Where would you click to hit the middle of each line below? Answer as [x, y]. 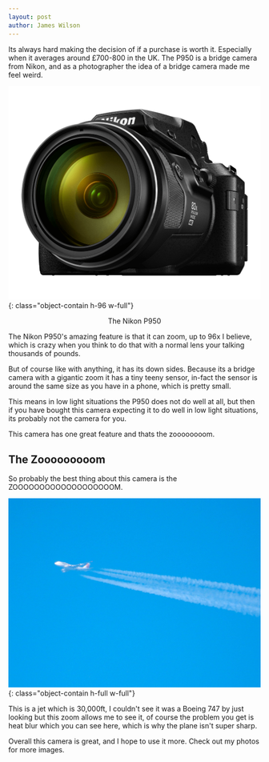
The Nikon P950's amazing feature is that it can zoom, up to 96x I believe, [130, 337]
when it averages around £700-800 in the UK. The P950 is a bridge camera [133, 58]
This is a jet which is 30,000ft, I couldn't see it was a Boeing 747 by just [126, 708]
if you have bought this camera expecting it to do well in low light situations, [133, 410]
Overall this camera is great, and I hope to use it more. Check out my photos [134, 741]
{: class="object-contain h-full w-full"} [72, 693]
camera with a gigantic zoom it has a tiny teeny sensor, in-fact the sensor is [133, 378]
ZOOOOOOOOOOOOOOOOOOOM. [66, 487]
